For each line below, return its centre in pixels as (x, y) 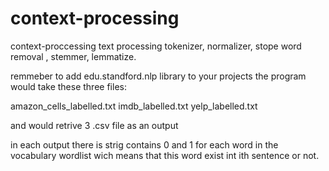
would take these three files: (68, 86)
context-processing (95, 18)
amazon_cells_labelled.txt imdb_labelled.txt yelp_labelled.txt (134, 106)
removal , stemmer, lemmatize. (73, 56)
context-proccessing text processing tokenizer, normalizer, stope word (156, 46)
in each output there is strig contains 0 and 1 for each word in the (144, 144)
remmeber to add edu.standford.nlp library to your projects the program (158, 76)
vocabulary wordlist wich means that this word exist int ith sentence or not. (165, 155)
